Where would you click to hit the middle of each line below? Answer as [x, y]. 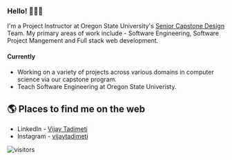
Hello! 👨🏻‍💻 [25, 11]
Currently [21, 56]
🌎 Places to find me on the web [76, 109]
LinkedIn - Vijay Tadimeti [52, 129]
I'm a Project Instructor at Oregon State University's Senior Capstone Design [116, 26]
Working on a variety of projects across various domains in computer [115, 72]
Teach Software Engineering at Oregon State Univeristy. [97, 86]
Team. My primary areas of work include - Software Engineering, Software [113, 33]
